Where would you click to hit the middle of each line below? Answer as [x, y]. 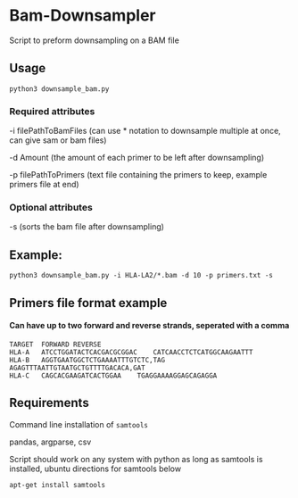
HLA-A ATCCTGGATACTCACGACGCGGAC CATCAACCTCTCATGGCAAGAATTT [131, 352]
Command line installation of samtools [79, 424]
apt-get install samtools [57, 485]
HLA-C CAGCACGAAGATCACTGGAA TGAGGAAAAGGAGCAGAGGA [113, 376]
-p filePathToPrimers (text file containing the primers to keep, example [138, 175]
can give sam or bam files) [58, 140]
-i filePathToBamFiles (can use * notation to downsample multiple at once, [145, 131]
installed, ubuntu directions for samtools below [95, 469]
